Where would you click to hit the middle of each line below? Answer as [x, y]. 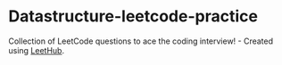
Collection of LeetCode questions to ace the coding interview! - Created [141, 41]
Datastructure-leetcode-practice [133, 16]
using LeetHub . [36, 50]
